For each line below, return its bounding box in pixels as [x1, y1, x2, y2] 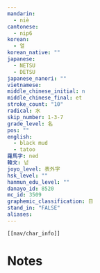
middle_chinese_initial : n [7, 88, 85, 95]
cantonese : [7, 23, 39, 30]
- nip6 [13, 29, 33, 37]
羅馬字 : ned [7, 153, 39, 160]
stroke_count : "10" [7, 101, 64, 108]
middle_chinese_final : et [7, 95, 82, 102]
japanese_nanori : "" [7, 75, 67, 82]
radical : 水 [7, 107, 41, 114]
